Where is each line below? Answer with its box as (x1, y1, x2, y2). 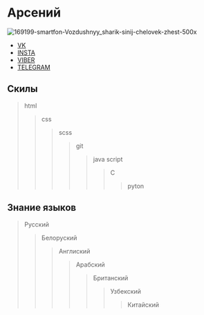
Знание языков (7, 202, 77, 213)
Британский (93, 274, 129, 282)
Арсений (7, 5, 61, 21)
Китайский (127, 300, 160, 309)
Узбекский (110, 287, 142, 295)
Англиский (58, 247, 91, 255)
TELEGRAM (17, 63, 50, 71)
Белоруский (41, 233, 77, 242)
